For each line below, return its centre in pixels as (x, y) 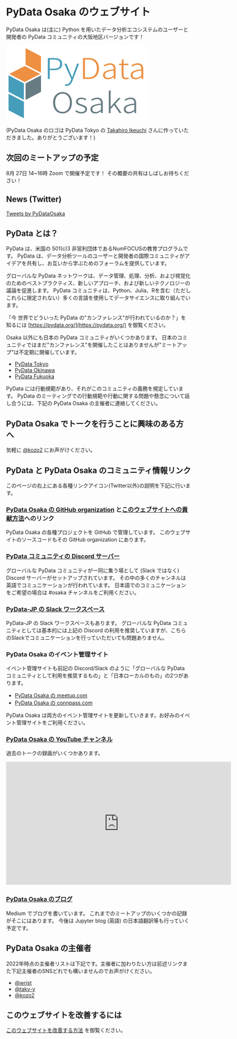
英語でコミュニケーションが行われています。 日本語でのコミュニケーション (96, 585)
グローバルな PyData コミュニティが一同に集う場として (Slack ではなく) (93, 570)
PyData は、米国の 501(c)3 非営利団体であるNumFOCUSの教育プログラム (94, 249)
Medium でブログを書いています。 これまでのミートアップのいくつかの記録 (97, 913)
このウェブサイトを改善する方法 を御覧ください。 (66, 1030)
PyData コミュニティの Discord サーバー (63, 556)
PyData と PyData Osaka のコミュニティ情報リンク (99, 470)
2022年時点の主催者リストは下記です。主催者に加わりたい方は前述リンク (94, 963)
